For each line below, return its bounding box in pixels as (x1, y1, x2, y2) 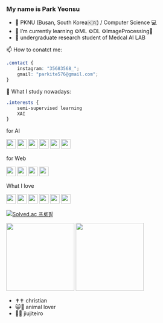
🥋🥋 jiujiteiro (14, 310, 43, 317)
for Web (6, 155, 27, 162)
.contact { (6, 60, 34, 66)
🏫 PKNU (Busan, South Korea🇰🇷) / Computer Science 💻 (14, 19, 157, 26)
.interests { (6, 99, 39, 106)
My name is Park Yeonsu (6, 5, 80, 13)
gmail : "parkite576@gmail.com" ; (17, 71, 98, 77)
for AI (6, 127, 20, 135)
